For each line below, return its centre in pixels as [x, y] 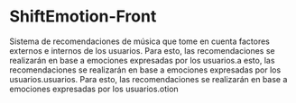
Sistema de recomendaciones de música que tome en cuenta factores [140, 41]
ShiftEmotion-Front [83, 17]
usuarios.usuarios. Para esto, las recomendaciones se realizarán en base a [148, 79]
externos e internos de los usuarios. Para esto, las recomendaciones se [142, 50]
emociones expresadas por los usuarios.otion [94, 89]
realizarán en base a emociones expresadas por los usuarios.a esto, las [142, 60]
